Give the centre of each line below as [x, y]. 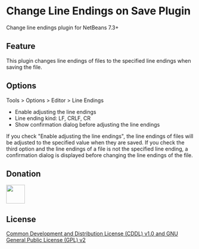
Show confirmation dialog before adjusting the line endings [87, 124]
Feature [21, 46]
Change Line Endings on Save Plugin [98, 11]
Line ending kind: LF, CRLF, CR [53, 118]
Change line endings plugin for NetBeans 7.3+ [63, 27]
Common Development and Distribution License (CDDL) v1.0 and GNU [92, 233]
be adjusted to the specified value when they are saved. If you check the [95, 142]
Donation [24, 173]
